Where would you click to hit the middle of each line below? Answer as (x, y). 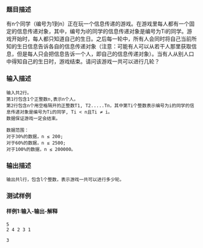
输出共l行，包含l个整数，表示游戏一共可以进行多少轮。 (65, 179)
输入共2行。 (19, 93)
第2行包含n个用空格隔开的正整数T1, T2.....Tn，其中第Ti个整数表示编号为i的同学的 (98, 106)
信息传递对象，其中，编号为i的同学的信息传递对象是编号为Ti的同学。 (102, 31)
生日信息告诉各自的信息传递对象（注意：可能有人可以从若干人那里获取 (104, 46)
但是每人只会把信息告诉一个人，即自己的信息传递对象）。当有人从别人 (103, 54)
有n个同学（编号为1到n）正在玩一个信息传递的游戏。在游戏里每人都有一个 (98, 24)
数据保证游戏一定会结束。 (33, 118)
